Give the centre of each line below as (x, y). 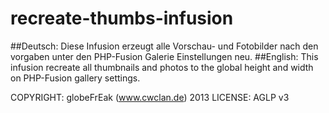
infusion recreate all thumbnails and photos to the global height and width (162, 67)
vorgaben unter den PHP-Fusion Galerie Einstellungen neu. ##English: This (164, 56)
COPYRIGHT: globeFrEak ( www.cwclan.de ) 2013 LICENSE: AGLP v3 (150, 97)
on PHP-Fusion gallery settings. (75, 78)
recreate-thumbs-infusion (122, 18)
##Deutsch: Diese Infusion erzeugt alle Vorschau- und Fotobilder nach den (164, 46)
